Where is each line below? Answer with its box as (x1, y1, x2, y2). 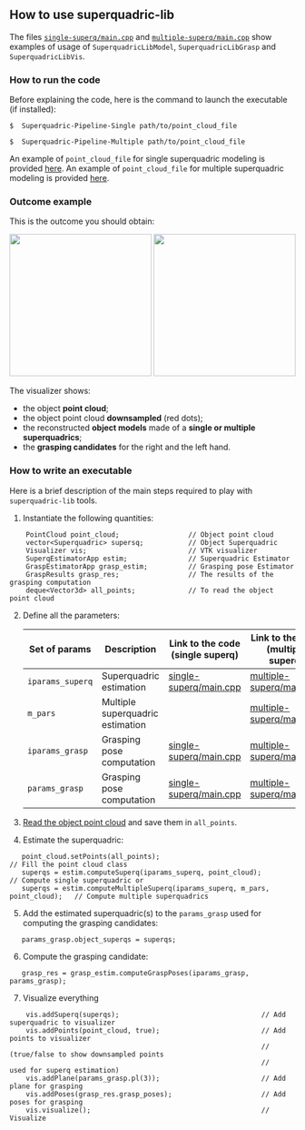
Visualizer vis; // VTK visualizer (25, 546, 258, 555)
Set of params (28, 642, 92, 655)
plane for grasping (9, 1082, 84, 1091)
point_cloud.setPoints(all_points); (21, 852, 161, 861)
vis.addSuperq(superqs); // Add (25, 1010, 286, 1019)
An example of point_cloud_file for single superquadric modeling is (9, 154, 266, 165)
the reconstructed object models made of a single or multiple (22, 422, 256, 433)
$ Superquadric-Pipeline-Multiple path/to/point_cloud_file (9, 137, 246, 146)
